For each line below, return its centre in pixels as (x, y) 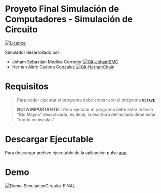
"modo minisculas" (36, 119)
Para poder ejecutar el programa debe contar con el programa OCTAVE (86, 100)
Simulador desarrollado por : (33, 52)
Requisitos (27, 87)
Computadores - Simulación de (69, 19)
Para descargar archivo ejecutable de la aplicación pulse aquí (66, 153)
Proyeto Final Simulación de (62, 9)
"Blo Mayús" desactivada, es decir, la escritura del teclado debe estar (86, 114)
